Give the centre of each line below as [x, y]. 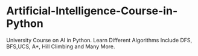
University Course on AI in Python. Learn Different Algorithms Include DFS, [99, 40]
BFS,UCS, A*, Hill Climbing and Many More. [61, 46]
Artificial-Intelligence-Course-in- [92, 11]
